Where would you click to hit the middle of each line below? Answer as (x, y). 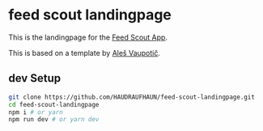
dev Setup (35, 78)
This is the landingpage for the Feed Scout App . (88, 37)
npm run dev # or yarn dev (54, 120)
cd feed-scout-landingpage (54, 104)
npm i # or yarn (36, 112)
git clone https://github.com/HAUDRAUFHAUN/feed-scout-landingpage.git (131, 97)
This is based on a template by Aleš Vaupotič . (84, 53)
